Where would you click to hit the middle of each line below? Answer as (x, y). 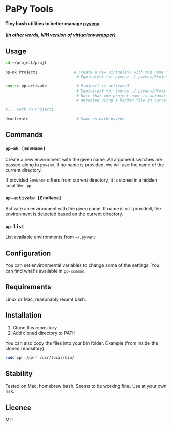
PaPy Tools (29, 9)
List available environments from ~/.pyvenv (51, 237)
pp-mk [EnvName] (26, 149)
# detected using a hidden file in (114, 100)
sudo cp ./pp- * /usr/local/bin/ (40, 358)
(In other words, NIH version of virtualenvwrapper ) (61, 35)
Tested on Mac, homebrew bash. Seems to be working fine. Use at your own (86, 386)
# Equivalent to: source (103, 91)
